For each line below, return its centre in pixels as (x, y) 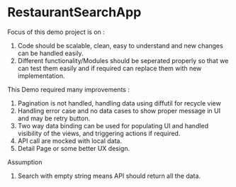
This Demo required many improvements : (68, 89)
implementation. (41, 76)
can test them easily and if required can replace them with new (109, 68)
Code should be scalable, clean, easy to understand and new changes (120, 45)
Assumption (25, 162)
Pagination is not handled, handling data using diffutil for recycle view (119, 103)
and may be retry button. (54, 118)
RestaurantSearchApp (74, 12)
